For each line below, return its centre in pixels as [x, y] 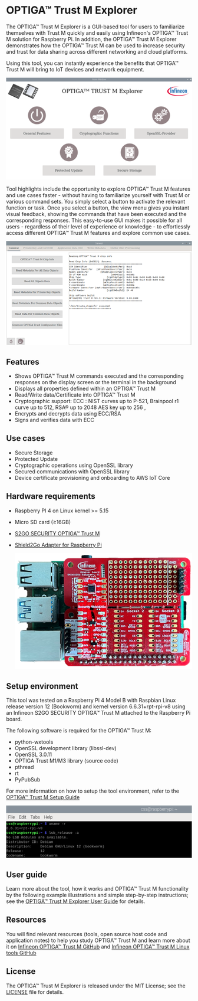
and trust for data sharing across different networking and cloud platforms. [97, 51]
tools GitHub [21, 953]
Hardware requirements [51, 496]
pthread [24, 767]
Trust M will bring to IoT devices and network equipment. [75, 69]
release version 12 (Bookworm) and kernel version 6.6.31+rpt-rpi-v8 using [96, 706]
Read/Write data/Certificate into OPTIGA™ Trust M [75, 395]
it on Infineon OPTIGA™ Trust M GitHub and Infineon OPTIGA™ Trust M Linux [98, 946]
